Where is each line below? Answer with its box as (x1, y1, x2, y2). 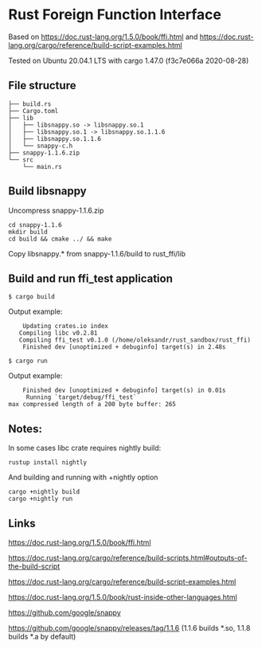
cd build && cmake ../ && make (8, 235, 112, 243)
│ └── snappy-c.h (8, 142, 73, 150)
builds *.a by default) (8, 631, 76, 641)
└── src (8, 155, 34, 164)
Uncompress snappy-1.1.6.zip (8, 205, 104, 215)
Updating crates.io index (22, 323, 109, 330)
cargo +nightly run (8, 495, 73, 503)
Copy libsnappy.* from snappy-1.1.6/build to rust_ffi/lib (8, 248, 186, 258)
